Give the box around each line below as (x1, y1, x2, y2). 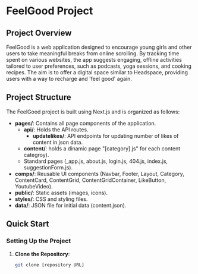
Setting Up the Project (6, 237, 71, 245)
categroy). (23, 151, 49, 158)
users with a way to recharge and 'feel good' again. (6, 75, 132, 82)
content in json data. (32, 138, 83, 146)
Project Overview (6, 28, 72, 38)
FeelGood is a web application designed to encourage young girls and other (6, 43, 192, 51)
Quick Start (6, 219, 49, 229)
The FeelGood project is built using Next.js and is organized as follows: (6, 108, 180, 115)
